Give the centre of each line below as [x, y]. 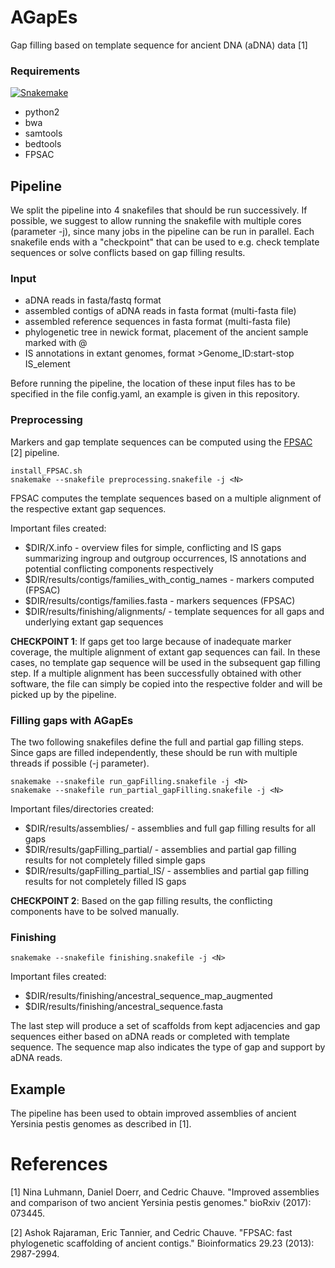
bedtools [43, 144]
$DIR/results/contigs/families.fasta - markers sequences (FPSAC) [160, 600]
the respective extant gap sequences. [88, 508]
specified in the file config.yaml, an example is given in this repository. [155, 394]
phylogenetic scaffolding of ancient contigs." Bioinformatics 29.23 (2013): [162, 1243]
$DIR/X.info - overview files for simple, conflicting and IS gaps [153, 547]
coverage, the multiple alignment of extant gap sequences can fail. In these [165, 652]
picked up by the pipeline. [63, 694]
